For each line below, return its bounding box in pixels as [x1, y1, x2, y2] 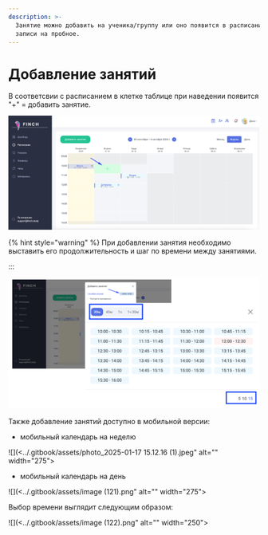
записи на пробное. [15, 30, 81, 37]
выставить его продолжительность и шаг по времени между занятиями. [8, 246, 257, 256]
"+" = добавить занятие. [8, 100, 92, 109]
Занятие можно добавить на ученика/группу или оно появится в [15, 21, 227, 30]
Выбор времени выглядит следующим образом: [8, 502, 174, 512]
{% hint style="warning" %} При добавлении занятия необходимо [8, 238, 231, 247]
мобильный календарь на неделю [19, 432, 136, 442]
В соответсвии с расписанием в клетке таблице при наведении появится [8, 92, 259, 101]
